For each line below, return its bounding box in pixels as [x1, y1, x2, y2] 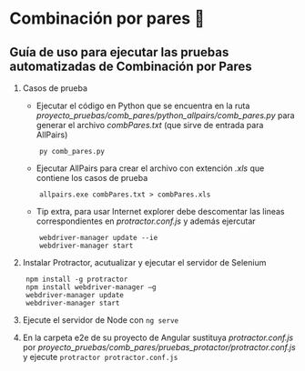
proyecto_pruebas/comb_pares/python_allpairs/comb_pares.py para [36, 110, 295, 121]
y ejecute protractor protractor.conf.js [22, 352, 178, 362]
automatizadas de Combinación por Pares [9, 58, 252, 74]
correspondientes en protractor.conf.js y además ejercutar [36, 216, 257, 226]
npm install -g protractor [25, 275, 128, 284]
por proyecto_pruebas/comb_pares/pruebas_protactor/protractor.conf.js [22, 342, 296, 353]
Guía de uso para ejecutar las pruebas [9, 45, 229, 60]
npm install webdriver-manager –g [25, 283, 157, 292]
